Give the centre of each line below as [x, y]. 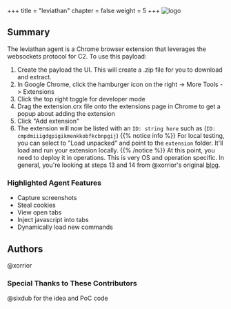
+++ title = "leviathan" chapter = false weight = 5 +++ [84, 11]
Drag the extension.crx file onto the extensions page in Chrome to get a [119, 106]
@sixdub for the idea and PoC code [58, 298]
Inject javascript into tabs [53, 220]
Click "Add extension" [48, 121]
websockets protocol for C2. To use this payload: [77, 56]
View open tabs [39, 212]
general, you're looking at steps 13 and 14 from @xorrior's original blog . [119, 165]
